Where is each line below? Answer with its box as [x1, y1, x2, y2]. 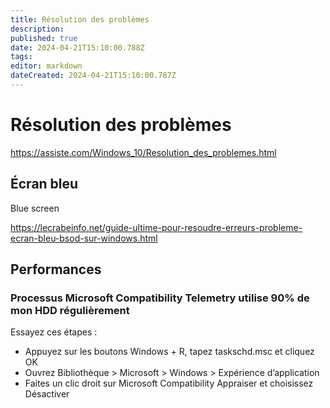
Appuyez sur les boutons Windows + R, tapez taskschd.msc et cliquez [24, 346, 315, 358]
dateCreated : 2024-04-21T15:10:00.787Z [10, 71, 177, 81]
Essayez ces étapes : [10, 326, 98, 338]
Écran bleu [10, 176, 79, 193]
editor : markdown [10, 61, 83, 71]
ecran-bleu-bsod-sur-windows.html [10, 232, 158, 244]
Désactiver [24, 388, 70, 400]
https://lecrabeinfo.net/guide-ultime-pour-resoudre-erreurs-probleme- [10, 221, 303, 233]
